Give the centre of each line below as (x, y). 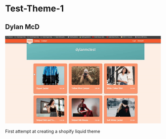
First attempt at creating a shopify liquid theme (53, 131)
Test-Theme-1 (35, 9)
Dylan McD (22, 27)
